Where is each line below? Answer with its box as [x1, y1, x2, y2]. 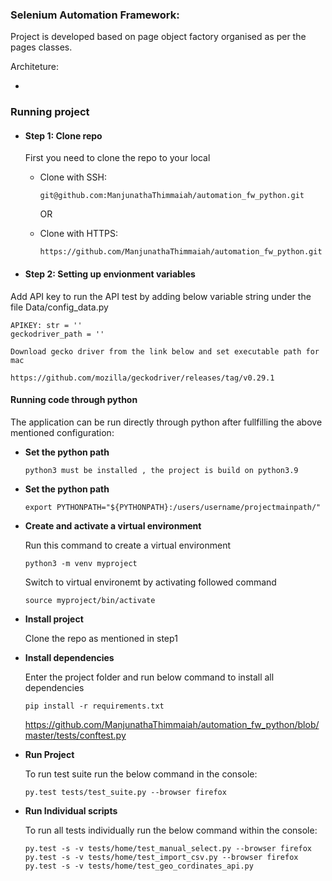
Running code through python [10, 394, 138, 406]
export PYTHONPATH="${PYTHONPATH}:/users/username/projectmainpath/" [24, 502, 322, 512]
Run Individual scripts [24, 804, 118, 817]
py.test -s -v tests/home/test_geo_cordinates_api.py [24, 861, 254, 871]
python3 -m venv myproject [24, 558, 138, 568]
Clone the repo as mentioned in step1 [24, 632, 178, 644]
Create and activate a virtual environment [24, 519, 202, 532]
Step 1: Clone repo [24, 129, 103, 142]
